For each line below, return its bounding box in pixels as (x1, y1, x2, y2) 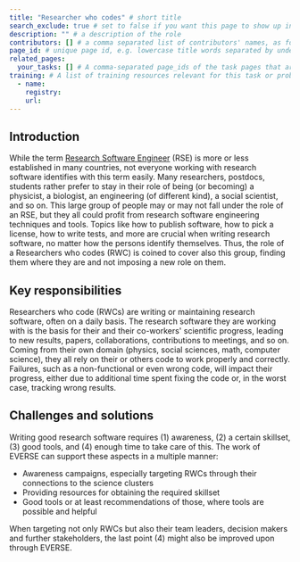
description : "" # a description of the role (9, 29, 181, 38)
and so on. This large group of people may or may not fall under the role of (9, 200, 284, 211)
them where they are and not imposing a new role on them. (9, 257, 227, 268)
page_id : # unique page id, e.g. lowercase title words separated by (9, 46, 274, 55)
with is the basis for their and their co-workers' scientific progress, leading (9, 326, 284, 335)
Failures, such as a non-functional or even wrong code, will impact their (9, 363, 273, 374)
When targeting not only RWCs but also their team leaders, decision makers (9, 523, 288, 533)
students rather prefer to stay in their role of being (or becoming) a (9, 181, 254, 192)
